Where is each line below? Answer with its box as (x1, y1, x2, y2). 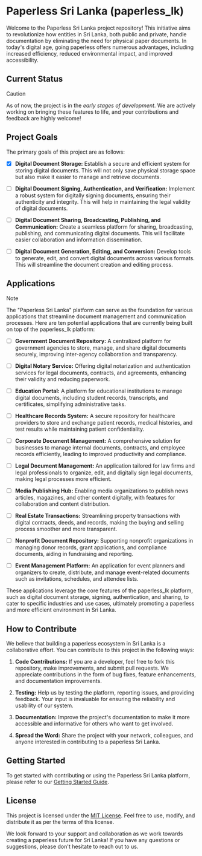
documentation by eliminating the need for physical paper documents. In (6, 37, 187, 44)
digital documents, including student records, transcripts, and (14, 394, 168, 401)
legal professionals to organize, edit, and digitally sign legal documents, (14, 469, 193, 476)
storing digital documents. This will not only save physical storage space (14, 166, 196, 174)
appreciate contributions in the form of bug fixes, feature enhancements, (14, 671, 196, 678)
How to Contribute (6, 624, 77, 634)
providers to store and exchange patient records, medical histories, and (14, 419, 193, 426)
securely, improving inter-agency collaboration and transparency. (14, 350, 178, 358)
